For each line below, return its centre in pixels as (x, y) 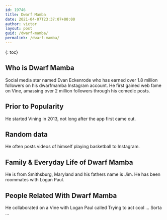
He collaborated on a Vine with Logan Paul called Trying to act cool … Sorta (83, 207)
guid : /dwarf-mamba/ (27, 33)
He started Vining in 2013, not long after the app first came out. (70, 119)
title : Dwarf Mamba (26, 15)
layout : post (19, 29)
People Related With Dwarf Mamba (61, 196)
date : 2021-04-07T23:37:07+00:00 (40, 19)
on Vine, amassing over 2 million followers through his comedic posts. (78, 90)
